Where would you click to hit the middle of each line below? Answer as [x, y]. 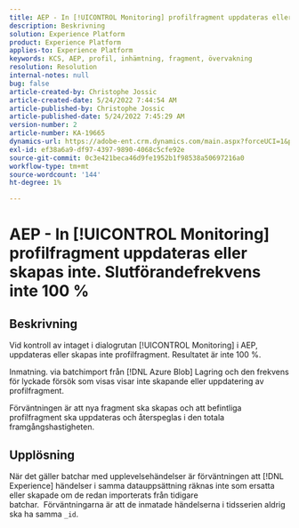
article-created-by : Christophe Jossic [83, 92]
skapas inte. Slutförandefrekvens [135, 272]
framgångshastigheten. [52, 427]
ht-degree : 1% [36, 183]
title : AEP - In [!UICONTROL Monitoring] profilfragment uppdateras [139, 17]
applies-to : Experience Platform [71, 51]
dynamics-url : [36, 141]
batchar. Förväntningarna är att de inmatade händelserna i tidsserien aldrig [148, 504]
